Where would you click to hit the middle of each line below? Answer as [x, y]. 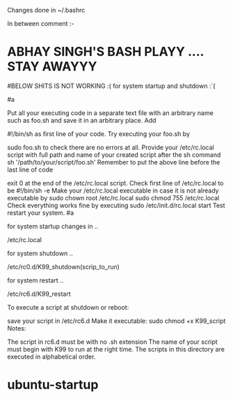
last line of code [30, 170]
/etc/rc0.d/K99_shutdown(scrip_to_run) [64, 266]
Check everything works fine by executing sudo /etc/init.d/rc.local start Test [116, 205]
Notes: [17, 328]
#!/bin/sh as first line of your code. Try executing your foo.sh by [98, 134]
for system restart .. [35, 280]
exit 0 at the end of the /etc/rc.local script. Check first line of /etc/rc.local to [115, 183]
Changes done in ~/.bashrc [46, 10]
